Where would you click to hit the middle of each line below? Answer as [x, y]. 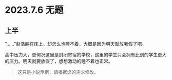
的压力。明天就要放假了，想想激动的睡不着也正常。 [59, 61]
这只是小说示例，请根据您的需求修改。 [58, 72]
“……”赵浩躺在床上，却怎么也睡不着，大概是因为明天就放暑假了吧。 [76, 44]
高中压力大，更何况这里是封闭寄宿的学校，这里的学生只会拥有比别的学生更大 [86, 55]
